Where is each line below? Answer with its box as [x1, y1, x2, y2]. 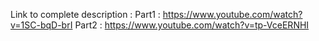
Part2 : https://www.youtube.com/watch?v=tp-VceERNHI [74, 19, 310, 31]
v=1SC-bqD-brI [10, 19, 73, 31]
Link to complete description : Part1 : [10, 9, 161, 20]
